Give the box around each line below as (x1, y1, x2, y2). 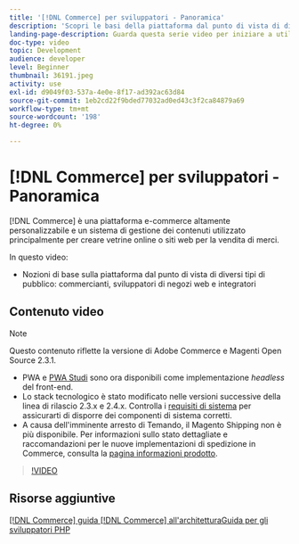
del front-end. (21, 381, 74, 392)
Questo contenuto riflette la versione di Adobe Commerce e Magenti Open (9, 345, 282, 356)
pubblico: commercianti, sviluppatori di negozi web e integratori (21, 278, 256, 289)
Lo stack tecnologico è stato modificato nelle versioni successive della (21, 391, 281, 401)
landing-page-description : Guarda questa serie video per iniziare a (9, 29, 273, 38)
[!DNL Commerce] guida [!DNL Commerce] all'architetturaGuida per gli (9, 515, 269, 525)
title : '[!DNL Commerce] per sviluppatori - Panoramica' (9, 12, 225, 22)
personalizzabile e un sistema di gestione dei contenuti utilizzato (9, 225, 246, 235)
